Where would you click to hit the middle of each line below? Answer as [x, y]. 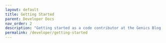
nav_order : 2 [19, 23]
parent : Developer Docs [30, 19]
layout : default [22, 10]
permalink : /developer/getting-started [46, 33]
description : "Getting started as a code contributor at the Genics [78, 28]
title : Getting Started [30, 14]
